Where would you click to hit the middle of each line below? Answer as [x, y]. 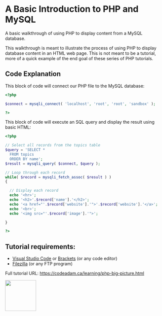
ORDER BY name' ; [26, 159]
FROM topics [22, 154]
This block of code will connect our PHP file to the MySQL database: [75, 86]
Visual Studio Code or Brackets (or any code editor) [65, 259]
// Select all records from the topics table [53, 145]
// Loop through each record [35, 173]
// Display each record [34, 191]
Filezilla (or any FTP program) [42, 264]
